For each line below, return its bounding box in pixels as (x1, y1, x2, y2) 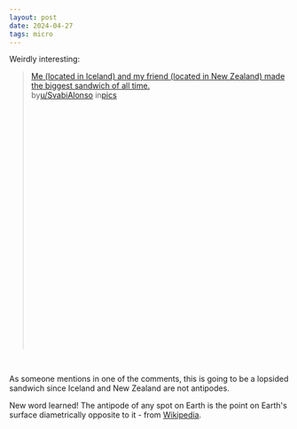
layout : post (9, 12, 58, 22)
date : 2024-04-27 (9, 21, 74, 30)
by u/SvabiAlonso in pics (30, 90, 117, 100)
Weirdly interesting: (9, 54, 81, 65)
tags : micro (9, 29, 53, 38)
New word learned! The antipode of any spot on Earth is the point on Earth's (9, 401, 288, 411)
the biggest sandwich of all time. (30, 81, 151, 91)
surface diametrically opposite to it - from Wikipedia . (9, 409, 202, 420)
